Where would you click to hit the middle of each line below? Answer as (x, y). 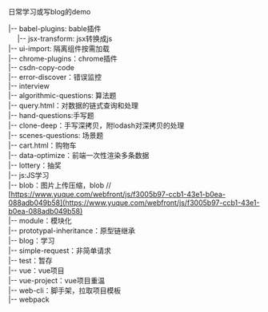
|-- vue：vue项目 (37, 271)
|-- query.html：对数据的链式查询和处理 (73, 105)
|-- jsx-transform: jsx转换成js (65, 39)
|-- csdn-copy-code (41, 67)
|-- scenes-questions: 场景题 (56, 135)
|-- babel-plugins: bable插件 (55, 29)
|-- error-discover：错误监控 (55, 77)
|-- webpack (29, 299)
